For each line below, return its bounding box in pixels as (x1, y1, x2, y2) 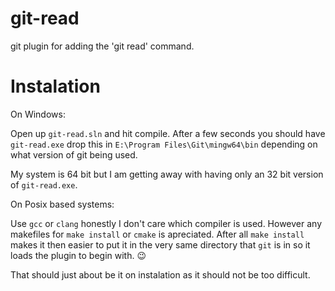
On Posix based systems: (10, 198, 115, 210)
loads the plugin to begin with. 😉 (10, 249, 147, 261)
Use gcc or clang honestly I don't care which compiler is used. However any (10, 217, 323, 229)
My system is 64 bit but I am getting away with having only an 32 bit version (10, 168, 324, 180)
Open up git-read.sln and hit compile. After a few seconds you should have (10, 127, 326, 139)
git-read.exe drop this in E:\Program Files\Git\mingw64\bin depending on (10, 138, 318, 150)
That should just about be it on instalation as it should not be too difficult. (10, 268, 311, 281)
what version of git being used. (10, 148, 138, 161)
